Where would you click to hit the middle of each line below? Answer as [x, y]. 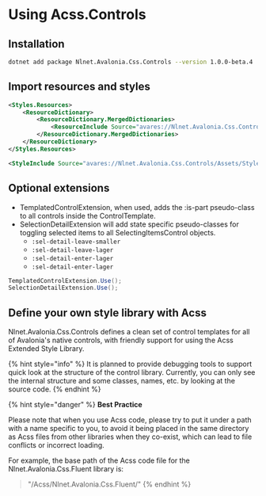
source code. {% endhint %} [55, 389]
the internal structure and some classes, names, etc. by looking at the [122, 381]
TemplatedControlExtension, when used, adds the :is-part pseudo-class [137, 207]
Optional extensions [59, 188]
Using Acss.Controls [77, 15]
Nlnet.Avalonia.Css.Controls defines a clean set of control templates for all [129, 332]
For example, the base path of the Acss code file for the [99, 460]
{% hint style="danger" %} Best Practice [75, 405]
